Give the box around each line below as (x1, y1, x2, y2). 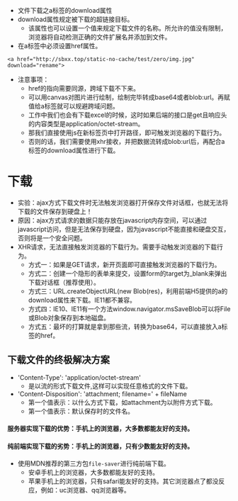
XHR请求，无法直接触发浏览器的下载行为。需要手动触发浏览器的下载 (17, 242, 217, 251)
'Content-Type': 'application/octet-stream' (17, 373, 142, 381)
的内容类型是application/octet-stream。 (28, 120, 144, 128)
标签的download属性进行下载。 (28, 146, 120, 154)
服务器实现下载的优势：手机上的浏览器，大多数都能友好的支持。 (7, 424, 193, 433)
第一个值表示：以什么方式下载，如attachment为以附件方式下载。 (28, 398, 217, 406)
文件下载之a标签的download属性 (17, 6, 113, 14)
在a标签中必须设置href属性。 (17, 42, 102, 50)
